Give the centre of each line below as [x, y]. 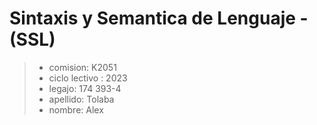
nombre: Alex [76, 109]
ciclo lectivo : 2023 [88, 78]
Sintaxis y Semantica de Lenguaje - [159, 18]
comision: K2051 [82, 67]
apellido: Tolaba [81, 99]
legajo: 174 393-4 [85, 88]
